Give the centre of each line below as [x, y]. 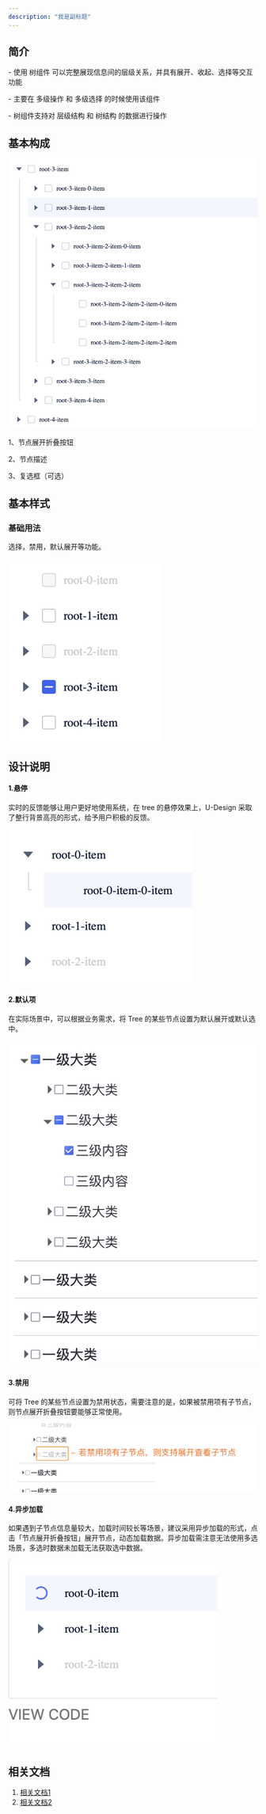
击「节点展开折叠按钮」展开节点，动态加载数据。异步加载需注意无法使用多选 [133, 1538]
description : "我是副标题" [49, 17]
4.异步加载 [26, 1509]
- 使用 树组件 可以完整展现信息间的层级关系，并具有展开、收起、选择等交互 [131, 72]
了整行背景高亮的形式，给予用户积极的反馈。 [81, 817]
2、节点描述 [28, 459]
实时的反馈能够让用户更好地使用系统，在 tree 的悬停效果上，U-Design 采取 [130, 807]
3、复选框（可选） [38, 476]
